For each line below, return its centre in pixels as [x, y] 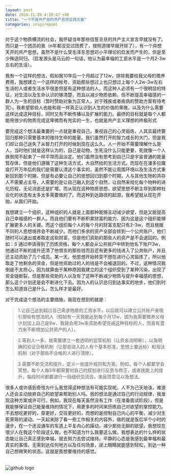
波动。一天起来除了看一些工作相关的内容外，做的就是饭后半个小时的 [94, 419]
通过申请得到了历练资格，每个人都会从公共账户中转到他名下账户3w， [91, 244]
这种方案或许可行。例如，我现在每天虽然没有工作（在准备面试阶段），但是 [87, 400]
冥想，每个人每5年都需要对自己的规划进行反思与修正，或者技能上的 [88, 370]
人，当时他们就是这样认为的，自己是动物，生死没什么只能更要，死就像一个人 [85, 151]
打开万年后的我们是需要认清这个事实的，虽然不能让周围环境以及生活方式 [85, 169]
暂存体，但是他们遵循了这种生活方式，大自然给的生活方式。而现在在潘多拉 [83, 163]
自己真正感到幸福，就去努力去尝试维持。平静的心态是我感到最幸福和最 [92, 439]
